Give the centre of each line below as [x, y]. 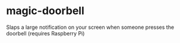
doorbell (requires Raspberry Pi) [45, 33]
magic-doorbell [45, 11]
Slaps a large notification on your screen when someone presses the [90, 27]
